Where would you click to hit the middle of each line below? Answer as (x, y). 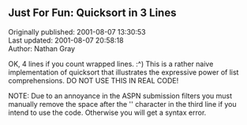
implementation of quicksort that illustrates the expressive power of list (123, 72)
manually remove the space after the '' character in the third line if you (122, 104)
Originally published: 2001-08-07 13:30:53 (77, 31)
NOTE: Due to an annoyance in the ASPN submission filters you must (120, 96)
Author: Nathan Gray (42, 48)
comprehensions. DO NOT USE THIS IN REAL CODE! (94, 80)
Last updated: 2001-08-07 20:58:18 (66, 40)
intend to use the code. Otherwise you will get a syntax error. (107, 112)
